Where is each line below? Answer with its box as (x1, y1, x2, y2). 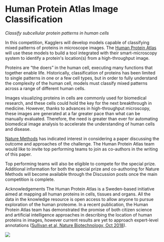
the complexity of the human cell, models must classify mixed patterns (5, 80, 148, 86)
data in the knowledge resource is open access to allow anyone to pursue (5, 196, 154, 202)
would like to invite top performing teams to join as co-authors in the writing (5, 146, 158, 152)
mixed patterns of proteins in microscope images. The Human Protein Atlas (5, 45, 157, 50)
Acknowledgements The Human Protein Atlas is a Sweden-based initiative (5, 186, 155, 192)
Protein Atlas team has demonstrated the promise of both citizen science (5, 207, 152, 213)
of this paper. (5, 151, 32, 157)
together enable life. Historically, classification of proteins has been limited (5, 70, 156, 75)
